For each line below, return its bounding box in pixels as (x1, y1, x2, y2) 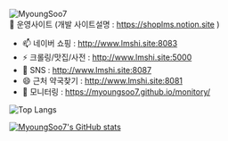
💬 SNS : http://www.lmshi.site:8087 (21, 65, 152, 75)
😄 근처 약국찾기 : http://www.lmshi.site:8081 (21, 76, 183, 86)
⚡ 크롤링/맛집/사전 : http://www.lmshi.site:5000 (21, 52, 192, 62)
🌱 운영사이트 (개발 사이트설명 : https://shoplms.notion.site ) (9, 19, 220, 29)
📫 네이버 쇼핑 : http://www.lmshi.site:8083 (21, 38, 178, 48)
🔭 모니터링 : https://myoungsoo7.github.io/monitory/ (21, 87, 211, 97)
